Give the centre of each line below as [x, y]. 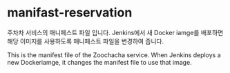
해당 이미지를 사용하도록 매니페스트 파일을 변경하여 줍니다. [86, 41]
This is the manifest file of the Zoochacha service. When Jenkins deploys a [114, 55]
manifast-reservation [70, 13]
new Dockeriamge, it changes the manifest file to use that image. [99, 62]
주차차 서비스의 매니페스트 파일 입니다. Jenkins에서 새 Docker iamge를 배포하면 [115, 32]
